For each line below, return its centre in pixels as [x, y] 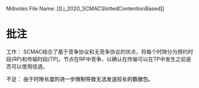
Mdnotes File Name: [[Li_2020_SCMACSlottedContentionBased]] [85, 9]
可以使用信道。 [29, 66]
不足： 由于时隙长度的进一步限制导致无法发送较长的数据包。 [80, 79]
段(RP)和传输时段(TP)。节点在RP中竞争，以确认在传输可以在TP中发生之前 [96, 59]
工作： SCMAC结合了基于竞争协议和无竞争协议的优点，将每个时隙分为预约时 [100, 51]
